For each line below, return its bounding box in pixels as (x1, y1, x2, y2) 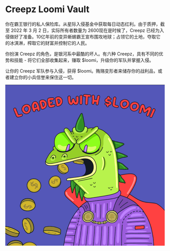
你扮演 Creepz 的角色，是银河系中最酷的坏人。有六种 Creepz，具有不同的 (5, 51, 159, 57)
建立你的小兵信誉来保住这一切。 (9, 74, 76, 80)
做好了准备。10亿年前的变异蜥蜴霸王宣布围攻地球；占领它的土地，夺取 (9, 33, 156, 40)
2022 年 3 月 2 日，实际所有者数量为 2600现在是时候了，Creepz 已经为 (11, 27, 160, 33)
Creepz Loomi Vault (5, 4, 90, 15)
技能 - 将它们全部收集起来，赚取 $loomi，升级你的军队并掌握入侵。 (14, 57, 154, 63)
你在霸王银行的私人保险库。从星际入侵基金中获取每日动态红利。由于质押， (5, 21, 160, 27)
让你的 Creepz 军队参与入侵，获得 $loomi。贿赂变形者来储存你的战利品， (5, 67, 158, 74)
